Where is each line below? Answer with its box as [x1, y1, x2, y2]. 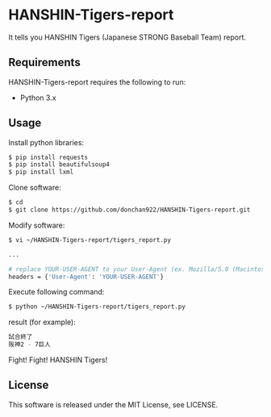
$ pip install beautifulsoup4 [8, 161, 110, 169]
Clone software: [8, 183, 62, 193]
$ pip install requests [8, 153, 89, 161]
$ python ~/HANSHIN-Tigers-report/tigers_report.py [8, 302, 186, 311]
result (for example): [8, 317, 77, 327]
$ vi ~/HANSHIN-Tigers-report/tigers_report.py [8, 236, 172, 244]
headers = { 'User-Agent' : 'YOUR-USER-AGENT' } [8, 273, 164, 281]
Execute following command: [8, 287, 105, 297]
